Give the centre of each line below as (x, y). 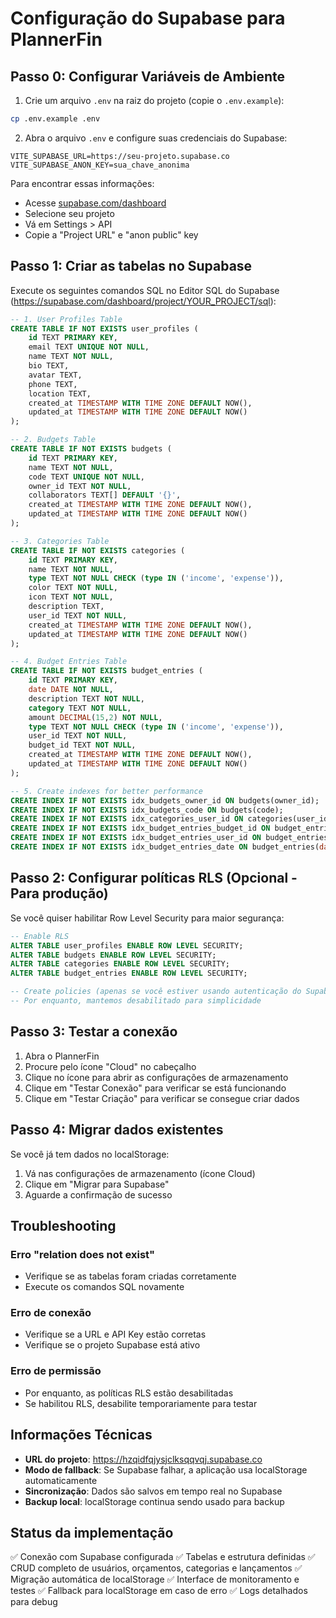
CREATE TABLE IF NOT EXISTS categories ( (98, 550)
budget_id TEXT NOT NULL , (82, 745)
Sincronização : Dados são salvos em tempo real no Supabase (153, 1491)
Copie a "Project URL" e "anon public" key (111, 234)
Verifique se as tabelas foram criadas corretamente (130, 1276)
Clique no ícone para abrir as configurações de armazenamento (156, 1077)
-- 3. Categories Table (60, 541)
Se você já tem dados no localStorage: (90, 1154)
